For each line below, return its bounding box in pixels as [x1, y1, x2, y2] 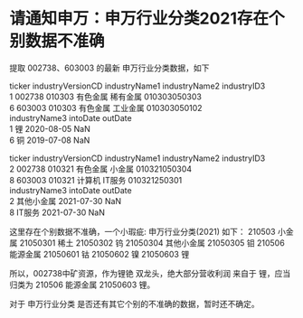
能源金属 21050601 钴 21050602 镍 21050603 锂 [9, 248, 190, 259]
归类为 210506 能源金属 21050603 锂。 [9, 279, 156, 290]
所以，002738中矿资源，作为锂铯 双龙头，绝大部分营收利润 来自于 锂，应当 [9, 267, 291, 278]
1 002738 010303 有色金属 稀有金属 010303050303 [9, 91, 202, 102]
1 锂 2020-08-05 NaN [9, 123, 90, 134]
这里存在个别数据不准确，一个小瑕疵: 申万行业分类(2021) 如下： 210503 [9, 226, 276, 237]
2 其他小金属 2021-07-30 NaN [9, 195, 122, 206]
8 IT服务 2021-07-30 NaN [9, 207, 106, 218]
